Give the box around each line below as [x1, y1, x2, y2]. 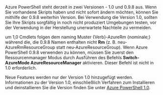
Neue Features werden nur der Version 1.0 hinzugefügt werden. [5, 75, 134, 80]
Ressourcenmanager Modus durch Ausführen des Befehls [5, 55, 122, 60]
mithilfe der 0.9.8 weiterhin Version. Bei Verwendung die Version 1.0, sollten [5, 15, 158, 20]
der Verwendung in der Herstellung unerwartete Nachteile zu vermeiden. [5, 25, 152, 31]
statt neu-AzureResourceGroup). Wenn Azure [56, 45, 148, 50]
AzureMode [5, 60, 30, 65]
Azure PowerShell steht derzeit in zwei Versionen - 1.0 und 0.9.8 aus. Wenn [5, 4, 157, 10]
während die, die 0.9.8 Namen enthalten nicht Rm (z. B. [5, 39, 116, 45]
